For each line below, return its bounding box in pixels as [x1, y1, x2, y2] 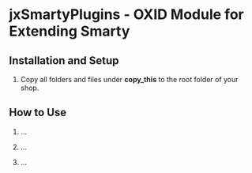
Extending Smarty [9, 22, 130, 40]
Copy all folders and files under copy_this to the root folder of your [20, 75, 239, 84]
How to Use [9, 106, 67, 119]
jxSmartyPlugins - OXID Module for [9, 6, 244, 24]
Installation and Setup [9, 54, 119, 67]
